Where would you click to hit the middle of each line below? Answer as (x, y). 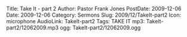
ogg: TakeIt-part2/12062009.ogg (100, 27)
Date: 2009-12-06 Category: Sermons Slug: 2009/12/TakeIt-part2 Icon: (93, 15)
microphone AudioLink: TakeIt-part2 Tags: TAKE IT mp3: (76, 21)
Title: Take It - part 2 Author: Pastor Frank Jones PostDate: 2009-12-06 (94, 9)
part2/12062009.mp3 (33, 27)
